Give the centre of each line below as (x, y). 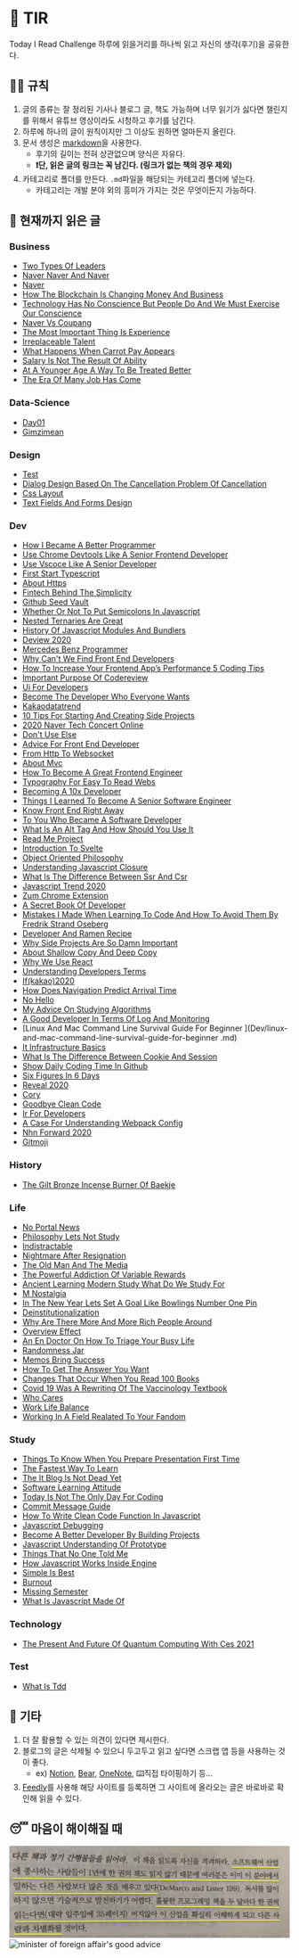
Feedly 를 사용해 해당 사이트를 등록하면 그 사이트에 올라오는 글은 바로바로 (148, 1787)
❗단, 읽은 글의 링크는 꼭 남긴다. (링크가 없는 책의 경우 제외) (134, 165)
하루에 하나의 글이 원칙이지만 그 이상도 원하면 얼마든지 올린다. (129, 131)
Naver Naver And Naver (65, 276)
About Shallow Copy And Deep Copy (89, 952)
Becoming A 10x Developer (72, 792)
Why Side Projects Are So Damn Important (100, 943)
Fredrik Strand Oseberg (65, 924)
